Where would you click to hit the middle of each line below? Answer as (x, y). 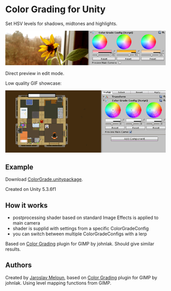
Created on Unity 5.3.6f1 (31, 189)
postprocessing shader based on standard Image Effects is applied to (85, 217)
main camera (26, 223)
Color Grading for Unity (55, 9)
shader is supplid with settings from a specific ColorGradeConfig (81, 229)
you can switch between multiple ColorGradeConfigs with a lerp (80, 234)
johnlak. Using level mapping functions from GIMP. (58, 283)
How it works (26, 205)
